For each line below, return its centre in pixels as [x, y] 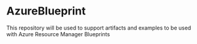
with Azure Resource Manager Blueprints [58, 34]
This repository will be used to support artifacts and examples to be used [99, 28]
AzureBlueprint [46, 11]
